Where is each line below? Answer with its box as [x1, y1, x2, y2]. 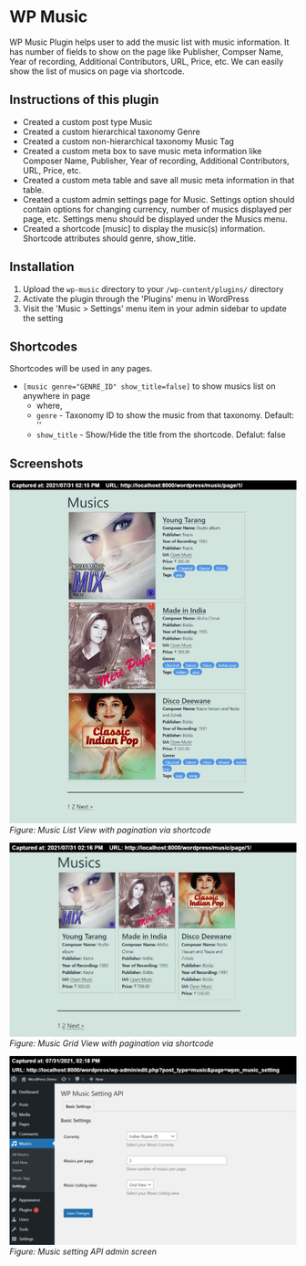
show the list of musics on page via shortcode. [9, 66, 185, 77]
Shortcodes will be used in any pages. [9, 363, 153, 374]
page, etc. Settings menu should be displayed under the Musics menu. [22, 213, 289, 225]
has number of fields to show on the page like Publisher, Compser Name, [9, 46, 284, 57]
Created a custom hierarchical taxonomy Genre [22, 126, 200, 137]
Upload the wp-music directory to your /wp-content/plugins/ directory [22, 283, 284, 294]
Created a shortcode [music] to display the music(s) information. [22, 223, 266, 234]
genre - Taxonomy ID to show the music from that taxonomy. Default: [36, 410, 294, 421]
